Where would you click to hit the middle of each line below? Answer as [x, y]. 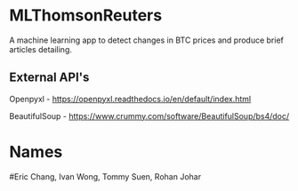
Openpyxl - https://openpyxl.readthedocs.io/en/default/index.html [130, 99]
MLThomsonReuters [86, 16]
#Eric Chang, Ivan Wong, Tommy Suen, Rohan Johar [105, 176]
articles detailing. [41, 49]
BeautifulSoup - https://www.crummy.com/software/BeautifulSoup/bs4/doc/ [149, 115]
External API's [49, 78]
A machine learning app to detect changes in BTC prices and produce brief [147, 40]
